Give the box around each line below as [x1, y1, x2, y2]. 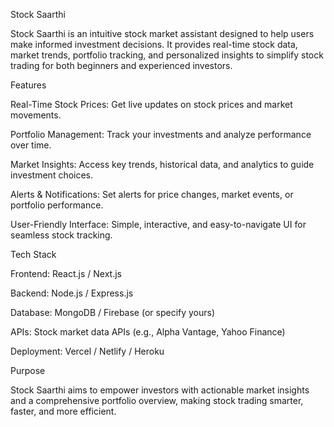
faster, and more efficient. [10, 405, 117, 417]
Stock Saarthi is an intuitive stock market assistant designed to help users [10, 28, 315, 39]
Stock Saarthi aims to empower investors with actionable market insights [10, 384, 310, 396]
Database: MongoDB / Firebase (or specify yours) [10, 307, 216, 318]
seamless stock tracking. [10, 229, 113, 241]
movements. [10, 109, 62, 121]
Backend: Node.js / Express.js [10, 287, 134, 299]
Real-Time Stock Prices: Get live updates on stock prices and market [10, 99, 293, 110]
